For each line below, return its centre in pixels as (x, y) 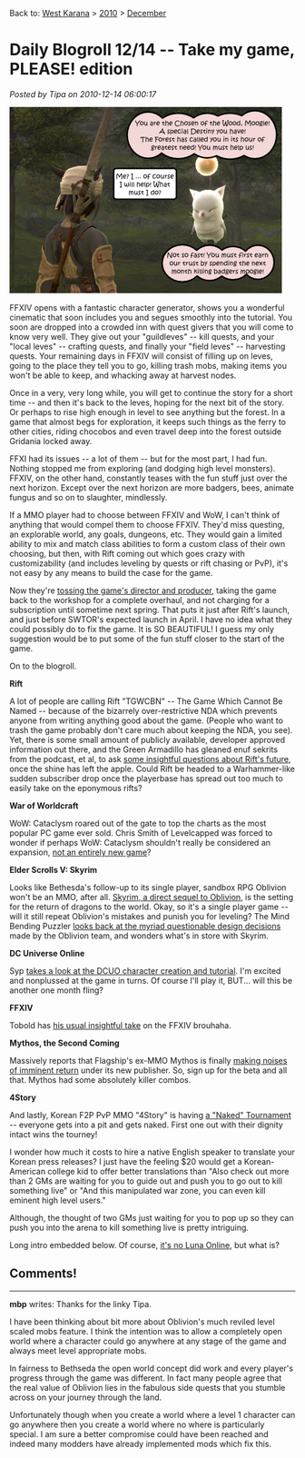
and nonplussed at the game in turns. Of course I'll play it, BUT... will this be (151, 980)
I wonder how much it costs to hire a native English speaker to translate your (152, 1152)
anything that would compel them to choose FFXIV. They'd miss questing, (147, 524)
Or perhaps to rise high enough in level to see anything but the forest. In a (148, 412)
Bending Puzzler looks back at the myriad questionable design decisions (145, 926)
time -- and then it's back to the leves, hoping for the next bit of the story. (147, 402)
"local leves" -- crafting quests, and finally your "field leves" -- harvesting (148, 346)
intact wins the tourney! (54, 1134)
